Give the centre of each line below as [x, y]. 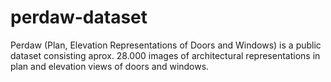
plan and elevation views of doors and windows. [110, 66]
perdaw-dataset [79, 17]
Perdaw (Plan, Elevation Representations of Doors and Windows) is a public [166, 45]
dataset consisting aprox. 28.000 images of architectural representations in [165, 55]
